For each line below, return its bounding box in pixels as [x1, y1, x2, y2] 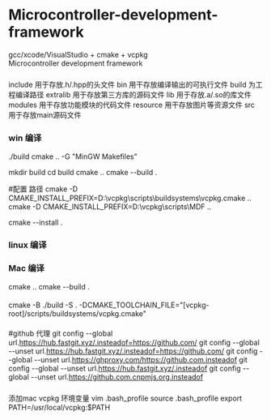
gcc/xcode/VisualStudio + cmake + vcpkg [8, 49, 148, 59]
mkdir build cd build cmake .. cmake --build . [8, 167, 158, 177]
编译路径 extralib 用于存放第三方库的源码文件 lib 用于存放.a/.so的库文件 [15, 90, 252, 100]
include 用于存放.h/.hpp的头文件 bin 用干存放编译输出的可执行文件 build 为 [8, 79, 256, 90]
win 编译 [8, 132, 42, 144]
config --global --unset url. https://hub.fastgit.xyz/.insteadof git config [8, 363, 241, 374]
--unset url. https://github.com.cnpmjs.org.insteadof [31, 372, 204, 382]
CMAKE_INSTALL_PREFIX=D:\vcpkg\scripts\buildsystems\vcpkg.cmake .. [8, 193, 252, 203]
